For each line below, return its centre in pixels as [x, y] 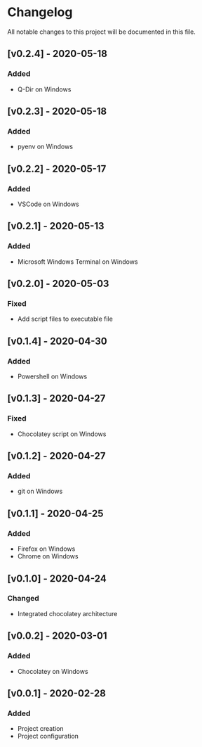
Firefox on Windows [46, 549]
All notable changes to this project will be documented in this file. [102, 32]
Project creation [41, 729]
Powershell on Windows [52, 376]
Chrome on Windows [48, 556]
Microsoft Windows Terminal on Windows [78, 262]
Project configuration [48, 736]
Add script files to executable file [65, 319]
